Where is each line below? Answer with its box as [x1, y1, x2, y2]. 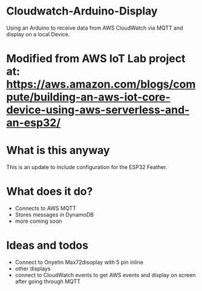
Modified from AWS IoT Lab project [6, 52, 186, 66]
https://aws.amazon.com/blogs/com [6, 77, 196, 91]
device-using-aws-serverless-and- [6, 103, 190, 117]
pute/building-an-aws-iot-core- [6, 91, 171, 104]
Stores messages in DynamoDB [15, 211, 94, 218]
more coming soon [15, 217, 62, 225]
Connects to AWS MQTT [15, 205, 77, 212]
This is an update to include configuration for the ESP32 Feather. [6, 164, 168, 171]
